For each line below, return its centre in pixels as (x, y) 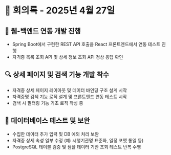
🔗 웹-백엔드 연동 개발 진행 (43, 31)
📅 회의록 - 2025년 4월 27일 (60, 10)
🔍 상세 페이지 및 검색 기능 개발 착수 (57, 75)
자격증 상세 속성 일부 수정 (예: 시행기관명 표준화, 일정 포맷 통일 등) (78, 140)
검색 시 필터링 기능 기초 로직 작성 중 (48, 103)
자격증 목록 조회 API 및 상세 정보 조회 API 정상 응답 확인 (68, 57)
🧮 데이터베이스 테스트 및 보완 (47, 121)
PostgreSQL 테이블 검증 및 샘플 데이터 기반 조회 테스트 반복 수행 (77, 147)
